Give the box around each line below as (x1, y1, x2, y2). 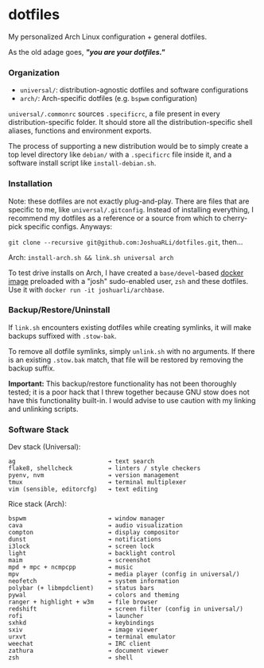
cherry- (222, 213, 248, 223)
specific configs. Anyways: (23, 221, 113, 231)
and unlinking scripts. (8, 404, 79, 414)
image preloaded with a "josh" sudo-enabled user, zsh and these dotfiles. (8, 276, 249, 285)
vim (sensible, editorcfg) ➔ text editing (8, 485, 158, 494)
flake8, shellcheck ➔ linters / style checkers (8, 464, 201, 472)
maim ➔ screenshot (8, 557, 151, 565)
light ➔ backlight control (8, 550, 177, 557)
